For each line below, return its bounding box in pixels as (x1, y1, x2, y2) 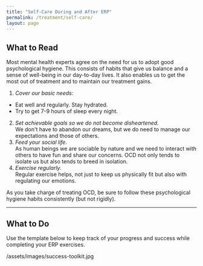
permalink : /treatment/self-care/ (6, 15, 94, 21)
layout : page (6, 20, 39, 26)
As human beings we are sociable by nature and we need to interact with (14, 145, 197, 152)
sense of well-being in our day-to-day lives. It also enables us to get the (6, 71, 185, 79)
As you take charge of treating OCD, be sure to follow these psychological (6, 189, 191, 196)
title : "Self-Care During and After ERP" (6, 8, 112, 15)
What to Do (6, 218, 50, 229)
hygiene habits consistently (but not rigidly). (6, 195, 116, 203)
